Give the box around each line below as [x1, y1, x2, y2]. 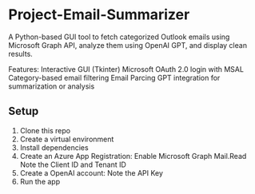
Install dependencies [19, 142, 90, 152]
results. [8, 49, 34, 58]
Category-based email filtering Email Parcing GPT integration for [8, 73, 221, 82]
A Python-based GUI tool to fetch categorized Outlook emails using [8, 32, 230, 42]
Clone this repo [19, 125, 70, 135]
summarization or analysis [8, 81, 95, 91]
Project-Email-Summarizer [8, 6, 190, 24]
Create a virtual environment [19, 134, 114, 144]
